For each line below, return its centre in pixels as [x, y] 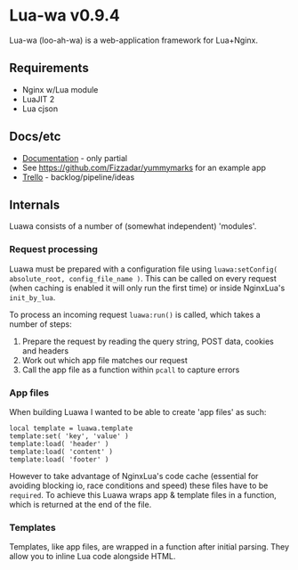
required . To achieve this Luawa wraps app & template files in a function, [143, 494]
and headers [45, 350]
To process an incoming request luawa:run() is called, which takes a [135, 314]
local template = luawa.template [71, 428]
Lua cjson [40, 109]
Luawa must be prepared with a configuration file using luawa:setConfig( [144, 269]
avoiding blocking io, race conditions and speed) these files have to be [139, 485]
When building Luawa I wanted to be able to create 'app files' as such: [138, 411]
